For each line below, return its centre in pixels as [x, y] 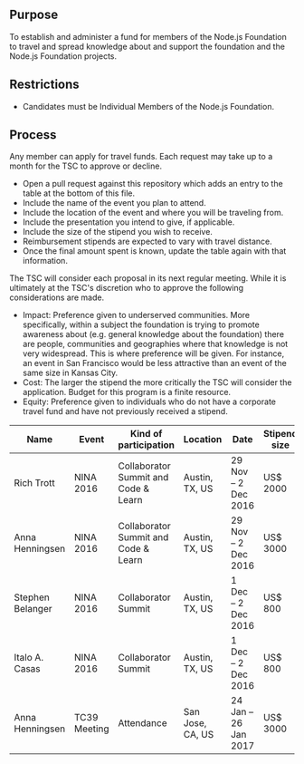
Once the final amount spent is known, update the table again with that [154, 251]
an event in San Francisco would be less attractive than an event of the [154, 363]
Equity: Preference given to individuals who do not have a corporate [149, 401]
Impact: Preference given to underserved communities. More [136, 315]
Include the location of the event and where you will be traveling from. [153, 213]
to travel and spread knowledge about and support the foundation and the [147, 46]
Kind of [146, 434]
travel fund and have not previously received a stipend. [125, 411]
